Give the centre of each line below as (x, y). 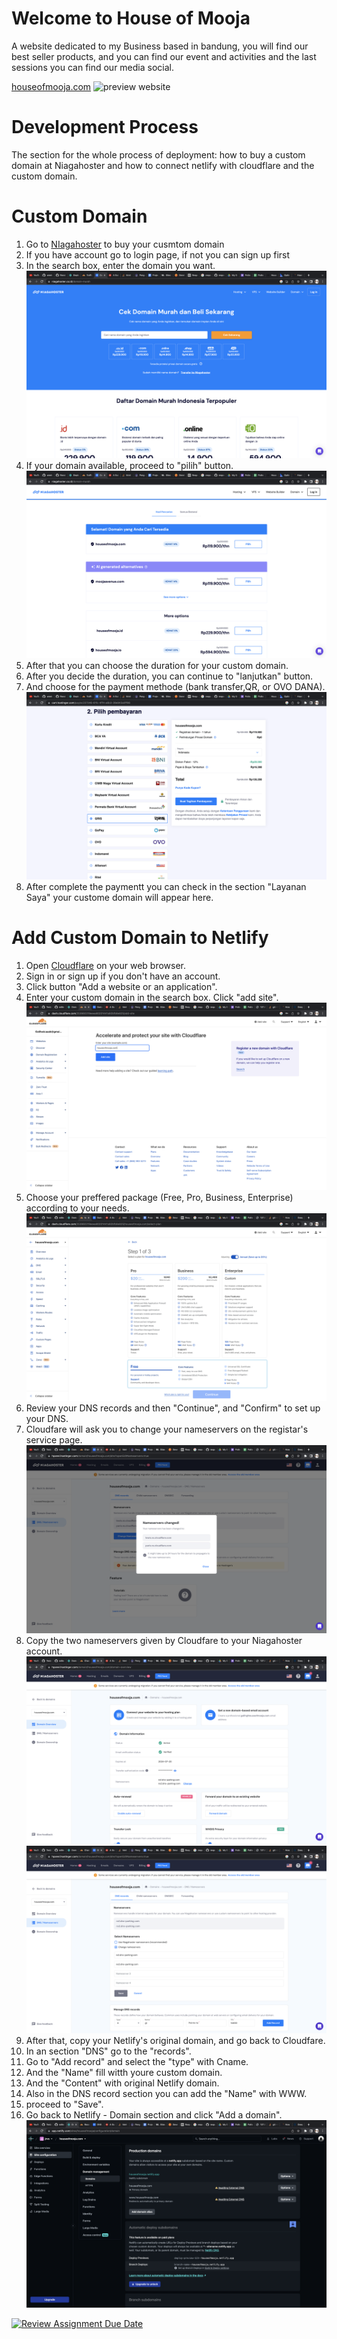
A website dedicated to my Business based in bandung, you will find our (160, 46)
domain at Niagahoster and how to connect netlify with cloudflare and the (163, 165)
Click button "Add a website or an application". (121, 987)
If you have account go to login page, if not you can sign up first (158, 254)
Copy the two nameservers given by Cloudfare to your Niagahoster (164, 1640)
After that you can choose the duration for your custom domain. (157, 666)
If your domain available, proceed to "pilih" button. (129, 465)
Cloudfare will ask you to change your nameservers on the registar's (167, 1429)
